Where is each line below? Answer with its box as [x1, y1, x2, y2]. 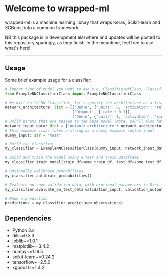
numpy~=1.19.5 [12, 249, 43, 255]
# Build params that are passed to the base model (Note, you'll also [5, 119, 155, 124]
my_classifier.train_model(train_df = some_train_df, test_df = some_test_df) [5, 160, 164, 165]
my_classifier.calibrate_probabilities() [5, 173, 92, 178]
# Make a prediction [5, 196, 48, 201]
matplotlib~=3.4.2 [12, 243, 49, 249]
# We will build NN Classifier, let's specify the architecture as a [5, 100, 153, 105]
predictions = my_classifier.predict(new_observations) [5, 201, 123, 206]
